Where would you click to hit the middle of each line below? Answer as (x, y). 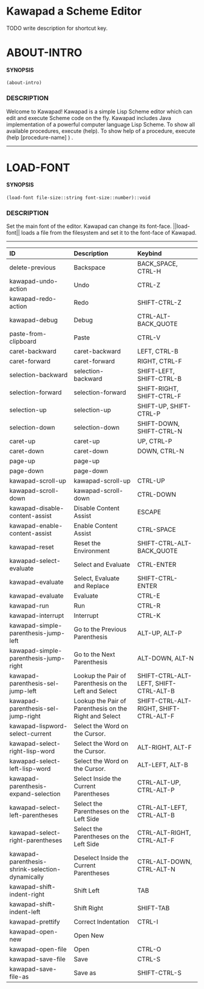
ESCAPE (149, 512)
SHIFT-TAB (154, 908)
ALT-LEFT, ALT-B (163, 765)
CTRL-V (149, 338)
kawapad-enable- (36, 526)
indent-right (27, 895)
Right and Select (97, 716)
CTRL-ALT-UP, (159, 782)
